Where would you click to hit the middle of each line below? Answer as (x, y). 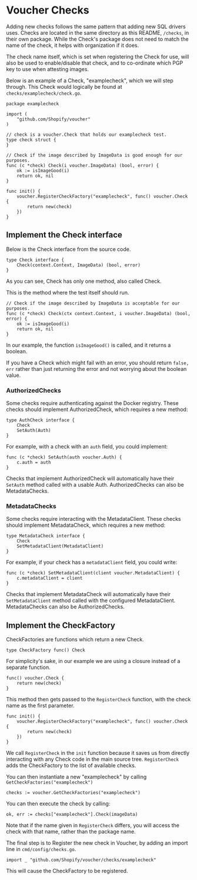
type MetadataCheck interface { (46, 536)
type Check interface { (35, 260)
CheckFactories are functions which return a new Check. (75, 640)
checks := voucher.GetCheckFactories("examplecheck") (74, 793)
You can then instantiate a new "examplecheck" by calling (76, 777)
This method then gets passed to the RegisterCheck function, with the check (98, 700)
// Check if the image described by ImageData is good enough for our (94, 155)
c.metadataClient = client (50, 578)
